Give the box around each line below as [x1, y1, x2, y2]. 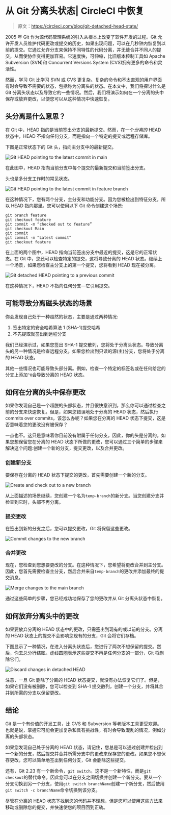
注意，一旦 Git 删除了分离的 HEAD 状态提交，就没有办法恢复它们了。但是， [5, 677, 162, 683]
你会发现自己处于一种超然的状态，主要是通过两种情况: [5, 313, 119, 319]
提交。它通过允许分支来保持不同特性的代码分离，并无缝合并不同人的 [14, 46, 157, 53]
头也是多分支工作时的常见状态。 [5, 175, 72, 182]
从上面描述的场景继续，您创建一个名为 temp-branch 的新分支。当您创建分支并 [5, 492, 164, 499]
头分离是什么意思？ [5, 112, 66, 121]
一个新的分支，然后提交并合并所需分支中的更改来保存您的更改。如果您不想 [5, 750, 161, 756]
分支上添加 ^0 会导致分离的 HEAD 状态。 [5, 372, 88, 378]
